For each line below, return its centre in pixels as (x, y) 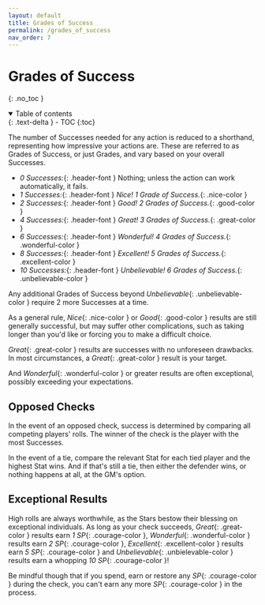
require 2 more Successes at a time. (90, 302)
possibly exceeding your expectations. (71, 382)
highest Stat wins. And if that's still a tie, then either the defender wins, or (127, 466)
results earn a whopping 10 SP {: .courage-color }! (89, 560)
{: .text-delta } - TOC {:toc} (52, 122)
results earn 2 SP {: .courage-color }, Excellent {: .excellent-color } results (126, 543)
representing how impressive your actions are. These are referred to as (124, 146)
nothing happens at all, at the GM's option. (77, 474)
